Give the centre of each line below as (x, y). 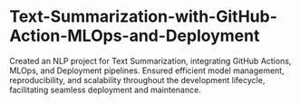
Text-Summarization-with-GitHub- (144, 17)
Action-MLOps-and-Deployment (135, 36)
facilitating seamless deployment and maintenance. (105, 90)
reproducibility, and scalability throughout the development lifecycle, (137, 80)
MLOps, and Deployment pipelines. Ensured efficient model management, (147, 71)
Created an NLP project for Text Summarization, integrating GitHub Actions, (150, 61)
